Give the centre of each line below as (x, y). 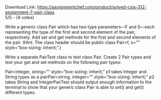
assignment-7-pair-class (30, 12)
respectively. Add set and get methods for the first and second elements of (80, 37)
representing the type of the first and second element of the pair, (70, 32)
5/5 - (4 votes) (20, 17)
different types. (20, 92)
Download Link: (21, 7)
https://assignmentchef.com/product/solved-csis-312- (92, 7)
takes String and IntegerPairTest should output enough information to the (79, 82)
